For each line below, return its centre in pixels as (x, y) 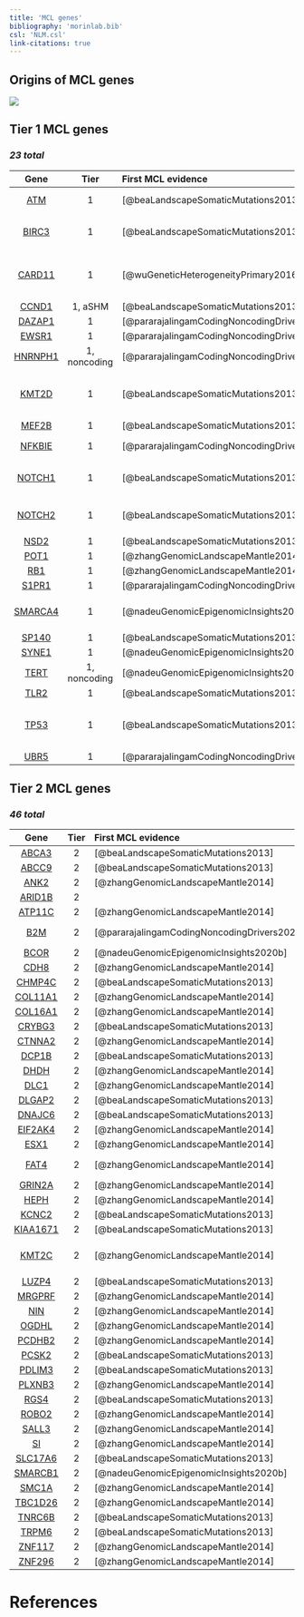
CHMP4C (37, 982)
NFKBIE (36, 445)
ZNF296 (36, 1562)
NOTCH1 (36, 477)
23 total (27, 155)
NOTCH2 (36, 515)
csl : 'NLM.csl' (38, 34)
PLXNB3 (36, 1385)
